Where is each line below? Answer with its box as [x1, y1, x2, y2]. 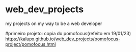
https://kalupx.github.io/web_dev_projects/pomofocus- [5, 36, 121, 42]
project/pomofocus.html [5, 41, 56, 47]
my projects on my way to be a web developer [5, 20, 102, 27]
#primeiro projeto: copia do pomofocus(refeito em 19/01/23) [5, 30, 131, 36]
